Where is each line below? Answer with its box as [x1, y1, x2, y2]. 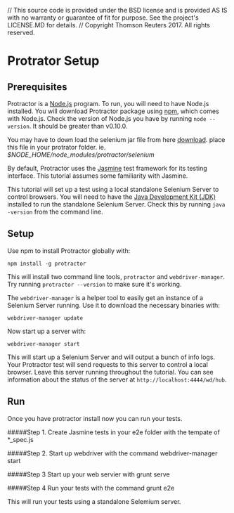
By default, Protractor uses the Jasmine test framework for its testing [7, 164, 207, 172]
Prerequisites [7, 81, 67, 93]
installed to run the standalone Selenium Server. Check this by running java [7, 200, 226, 208]
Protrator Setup [7, 53, 100, 69]
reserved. [7, 28, 35, 37]
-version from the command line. [7, 207, 103, 216]
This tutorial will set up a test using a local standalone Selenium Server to [7, 186, 219, 193]
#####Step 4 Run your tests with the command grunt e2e [7, 483, 175, 492]
